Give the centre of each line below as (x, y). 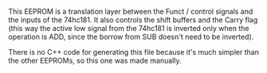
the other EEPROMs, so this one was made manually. (95, 60)
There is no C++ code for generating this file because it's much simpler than (133, 52)
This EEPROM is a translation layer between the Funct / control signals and (131, 12)
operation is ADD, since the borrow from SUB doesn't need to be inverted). (131, 36)
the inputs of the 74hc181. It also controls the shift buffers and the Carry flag (133, 20)
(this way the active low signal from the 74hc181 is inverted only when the (129, 28)
